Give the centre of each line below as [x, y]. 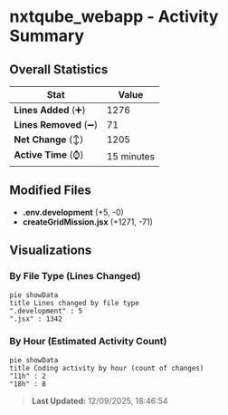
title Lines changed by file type [75, 303]
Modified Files [51, 191]
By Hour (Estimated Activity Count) [88, 342]
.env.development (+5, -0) [73, 212]
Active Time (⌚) [49, 154]
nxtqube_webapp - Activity [114, 17]
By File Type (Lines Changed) [75, 276]
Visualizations [51, 251]
